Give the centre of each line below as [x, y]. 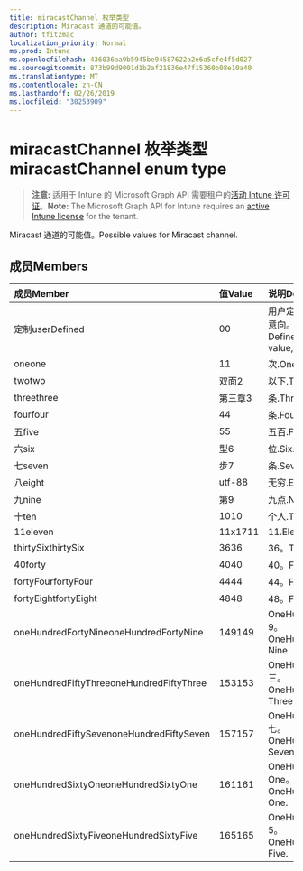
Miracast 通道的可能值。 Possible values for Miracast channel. [124, 235]
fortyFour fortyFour [53, 581]
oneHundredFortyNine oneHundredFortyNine [109, 633]
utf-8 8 [234, 482]
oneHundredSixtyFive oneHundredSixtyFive [106, 836]
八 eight [29, 483]
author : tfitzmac [42, 34]
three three [36, 398]
